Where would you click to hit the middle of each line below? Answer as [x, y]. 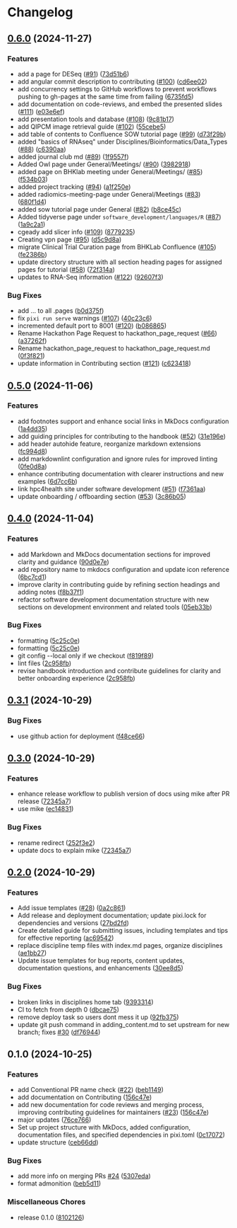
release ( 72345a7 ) [44, 801]
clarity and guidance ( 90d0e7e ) [63, 562]
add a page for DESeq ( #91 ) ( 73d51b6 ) [73, 74]
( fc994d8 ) [32, 451]
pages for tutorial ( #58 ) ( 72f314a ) [66, 269]
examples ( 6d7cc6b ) [47, 481]
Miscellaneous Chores [47, 1202]
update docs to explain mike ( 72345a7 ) [74, 850]
